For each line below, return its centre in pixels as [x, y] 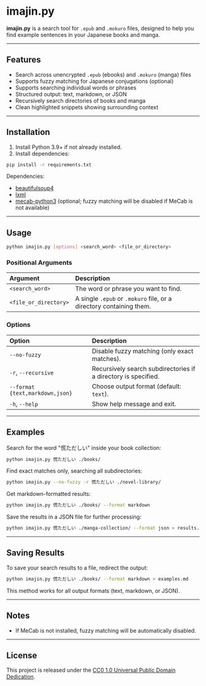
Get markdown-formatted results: [48, 494]
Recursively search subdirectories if [143, 368]
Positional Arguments [39, 263]
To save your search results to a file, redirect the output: [77, 568]
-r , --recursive [32, 372]
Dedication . [21, 677]
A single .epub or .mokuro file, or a [124, 299]
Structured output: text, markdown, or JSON [71, 94]
